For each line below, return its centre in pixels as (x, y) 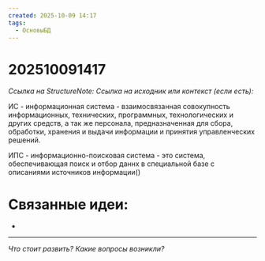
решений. (24, 140)
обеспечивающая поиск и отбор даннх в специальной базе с (112, 164)
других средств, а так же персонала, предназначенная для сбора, (121, 123)
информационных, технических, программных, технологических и (121, 115)
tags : (17, 23)
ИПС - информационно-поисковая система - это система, (107, 156)
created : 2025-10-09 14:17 (52, 15)
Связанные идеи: (68, 204)
